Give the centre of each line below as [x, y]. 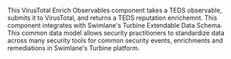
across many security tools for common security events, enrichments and [115, 41]
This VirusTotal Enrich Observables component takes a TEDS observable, [115, 10]
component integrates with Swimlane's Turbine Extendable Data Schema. [115, 25]
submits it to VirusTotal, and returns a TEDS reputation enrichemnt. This [112, 18]
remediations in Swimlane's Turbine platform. [74, 48]
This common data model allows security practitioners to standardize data [116, 33]
